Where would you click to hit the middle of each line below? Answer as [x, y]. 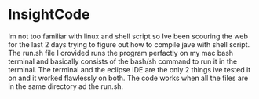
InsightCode [49, 15]
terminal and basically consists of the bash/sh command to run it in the [123, 61]
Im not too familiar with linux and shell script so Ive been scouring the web [128, 36]
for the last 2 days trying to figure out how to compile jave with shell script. [129, 44]
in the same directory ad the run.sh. [66, 86]
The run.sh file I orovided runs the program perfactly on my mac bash [121, 53]
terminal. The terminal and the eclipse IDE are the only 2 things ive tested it [129, 69]
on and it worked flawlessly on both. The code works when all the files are [128, 78]
